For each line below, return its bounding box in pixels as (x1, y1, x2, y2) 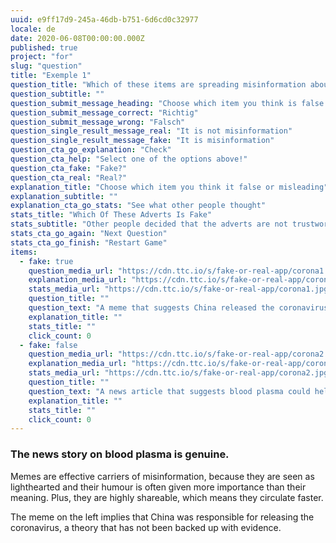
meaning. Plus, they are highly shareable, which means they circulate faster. (10, 491, 324, 503)
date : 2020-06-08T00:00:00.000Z (10, 33, 145, 43)
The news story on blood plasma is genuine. (10, 447, 230, 461)
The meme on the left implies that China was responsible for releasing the (10, 511, 315, 523)
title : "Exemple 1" (10, 71, 92, 81)
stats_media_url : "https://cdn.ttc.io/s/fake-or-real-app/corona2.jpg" (28, 368, 333, 378)
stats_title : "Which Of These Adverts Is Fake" (10, 210, 213, 220)
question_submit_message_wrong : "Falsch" (10, 117, 186, 127)
